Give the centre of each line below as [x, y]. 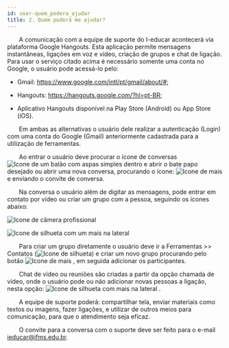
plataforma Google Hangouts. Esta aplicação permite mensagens [99, 47]
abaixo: [17, 206]
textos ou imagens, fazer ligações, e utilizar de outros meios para [99, 309]
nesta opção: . [84, 288]
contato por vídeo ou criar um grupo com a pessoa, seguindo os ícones [108, 199]
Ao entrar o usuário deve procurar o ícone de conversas [98, 157]
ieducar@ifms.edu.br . [38, 337]
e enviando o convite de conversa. [56, 178]
